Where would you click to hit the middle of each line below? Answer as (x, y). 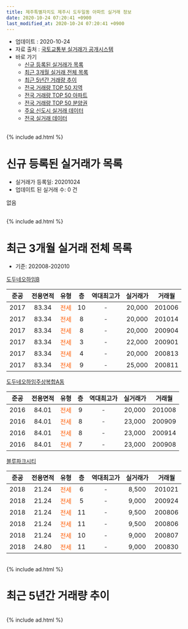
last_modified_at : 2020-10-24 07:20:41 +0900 (65, 23)
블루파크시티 (21, 461)
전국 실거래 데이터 (46, 118)
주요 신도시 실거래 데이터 (54, 110)
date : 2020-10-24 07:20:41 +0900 (49, 18)
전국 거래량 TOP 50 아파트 (56, 95)
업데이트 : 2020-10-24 (43, 42)
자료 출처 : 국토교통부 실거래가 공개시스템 (64, 49)
